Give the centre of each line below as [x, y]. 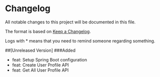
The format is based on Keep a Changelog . [48, 31]
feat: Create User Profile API [40, 65]
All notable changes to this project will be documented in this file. [71, 22]
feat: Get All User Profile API [40, 70]
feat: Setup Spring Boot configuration [50, 59]
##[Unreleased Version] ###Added [40, 50]
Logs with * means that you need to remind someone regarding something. [80, 41]
